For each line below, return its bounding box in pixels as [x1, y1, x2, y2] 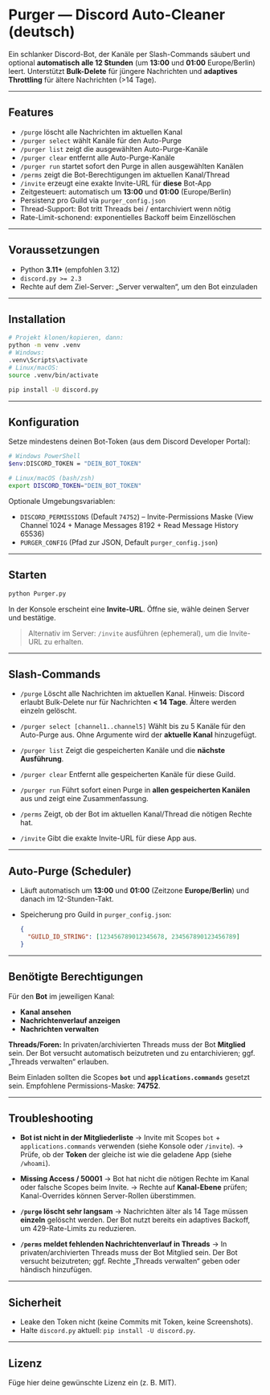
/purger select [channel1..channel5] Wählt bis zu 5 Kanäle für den [19, 722, 246, 731]
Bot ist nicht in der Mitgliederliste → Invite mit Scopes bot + [19, 1133, 221, 1143]
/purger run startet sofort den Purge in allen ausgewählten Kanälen [19, 161, 243, 170]
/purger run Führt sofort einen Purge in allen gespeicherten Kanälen [19, 785, 251, 795]
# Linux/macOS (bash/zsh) [8, 474, 95, 483]
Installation [8, 312, 66, 326]
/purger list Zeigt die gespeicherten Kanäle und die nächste [19, 746, 226, 755]
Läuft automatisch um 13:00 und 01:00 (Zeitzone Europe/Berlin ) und [19, 886, 249, 895]
